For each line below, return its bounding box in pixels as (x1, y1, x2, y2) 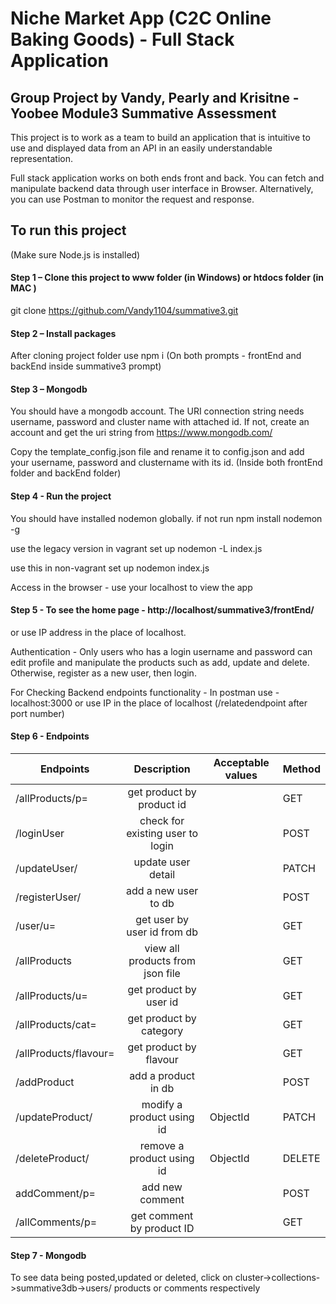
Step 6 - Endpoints (10, 730, 90, 742)
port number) (10, 707, 65, 719)
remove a (139, 1139, 185, 1153)
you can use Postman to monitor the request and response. (10, 193, 255, 205)
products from (128, 954, 196, 968)
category (140, 1024, 184, 1038)
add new (141, 1180, 183, 1194)
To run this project (10, 222, 127, 239)
